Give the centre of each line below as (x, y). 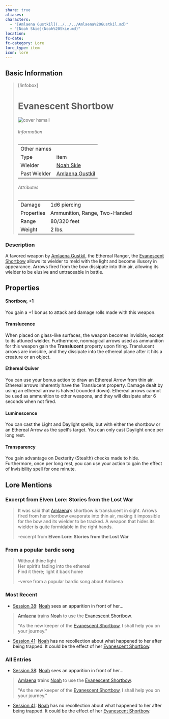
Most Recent (21, 595)
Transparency (20, 447)
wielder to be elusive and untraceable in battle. (54, 272)
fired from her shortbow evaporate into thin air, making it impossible (89, 516)
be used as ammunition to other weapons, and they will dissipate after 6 (81, 396)
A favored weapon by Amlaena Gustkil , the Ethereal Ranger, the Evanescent (85, 255)
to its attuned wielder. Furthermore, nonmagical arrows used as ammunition (84, 340)
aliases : (15, 15)
